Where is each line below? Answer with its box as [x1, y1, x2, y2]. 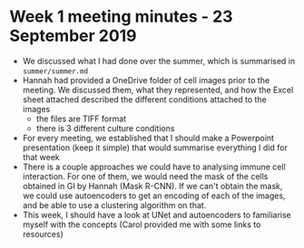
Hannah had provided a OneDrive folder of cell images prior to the [22, 74, 270, 85]
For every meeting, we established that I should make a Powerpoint [22, 132, 275, 143]
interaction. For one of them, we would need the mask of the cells [22, 170, 269, 182]
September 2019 [9, 25, 138, 46]
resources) [22, 228, 64, 239]
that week [22, 151, 61, 162]
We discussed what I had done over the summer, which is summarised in [22, 55, 296, 66]
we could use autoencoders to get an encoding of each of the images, [22, 190, 286, 201]
